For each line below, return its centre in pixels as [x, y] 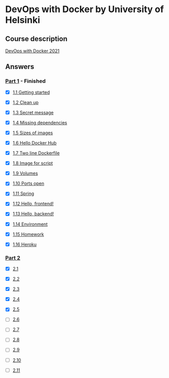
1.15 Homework [28, 234]
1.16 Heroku [25, 244]
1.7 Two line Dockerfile [36, 153]
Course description [36, 39]
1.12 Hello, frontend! [33, 204]
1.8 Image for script [33, 163]
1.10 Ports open [28, 184]
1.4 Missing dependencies [40, 122]
